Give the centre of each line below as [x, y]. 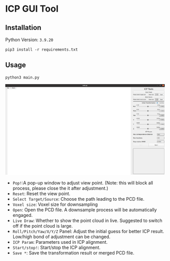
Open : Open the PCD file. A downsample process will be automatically [84, 210]
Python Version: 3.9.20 [29, 40]
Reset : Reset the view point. [41, 194]
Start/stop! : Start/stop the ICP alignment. [56, 247]
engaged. [23, 215]
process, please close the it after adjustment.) [60, 188]
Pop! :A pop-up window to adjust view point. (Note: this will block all [83, 182]
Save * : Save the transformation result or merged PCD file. [73, 253]
